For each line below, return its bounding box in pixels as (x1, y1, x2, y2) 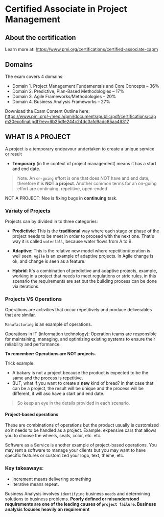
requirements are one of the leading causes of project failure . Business (5, 501, 157, 507)
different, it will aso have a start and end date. (12, 391, 105, 396)
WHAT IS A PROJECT (5, 133, 71, 141)
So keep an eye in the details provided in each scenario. (17, 400, 130, 406)
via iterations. (12, 283, 40, 289)
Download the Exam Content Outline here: (5, 108, 90, 114)
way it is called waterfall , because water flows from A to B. (12, 238, 133, 244)
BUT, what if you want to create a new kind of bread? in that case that (12, 380, 154, 386)
